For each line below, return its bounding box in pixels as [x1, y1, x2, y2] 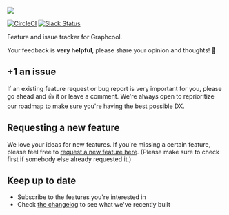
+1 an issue [7, 66, 57, 78]
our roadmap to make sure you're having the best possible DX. [7, 102, 185, 110]
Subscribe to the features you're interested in [17, 193, 146, 201]
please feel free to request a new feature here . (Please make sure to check [7, 147, 219, 156]
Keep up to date [7, 175, 77, 187]
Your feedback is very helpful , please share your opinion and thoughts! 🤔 [7, 46, 216, 54]
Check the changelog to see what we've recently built [17, 201, 171, 209]
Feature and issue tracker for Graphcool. [7, 33, 123, 41]
